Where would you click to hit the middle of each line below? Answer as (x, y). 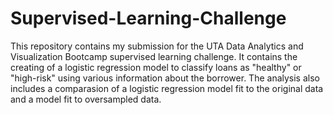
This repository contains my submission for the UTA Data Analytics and (157, 46)
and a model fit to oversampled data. (86, 99)
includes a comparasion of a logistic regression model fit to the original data (167, 88)
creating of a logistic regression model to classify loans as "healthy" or (156, 67)
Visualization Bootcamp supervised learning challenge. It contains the (154, 56)
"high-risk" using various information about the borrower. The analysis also (165, 78)
